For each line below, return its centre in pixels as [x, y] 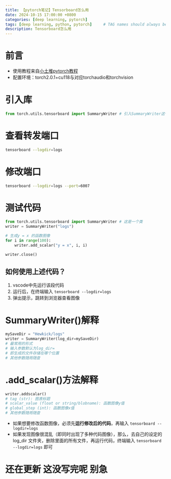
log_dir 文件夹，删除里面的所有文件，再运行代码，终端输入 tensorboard [87, 440]
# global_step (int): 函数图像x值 [40, 408]
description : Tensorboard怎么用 [38, 29]
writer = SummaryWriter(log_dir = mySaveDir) [52, 339]
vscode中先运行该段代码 [38, 285]
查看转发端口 [32, 136]
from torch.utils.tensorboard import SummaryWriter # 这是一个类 [74, 222]
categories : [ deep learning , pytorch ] [46, 19]
